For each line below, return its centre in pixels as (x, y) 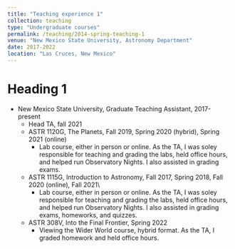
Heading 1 (37, 89)
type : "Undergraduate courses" (54, 27)
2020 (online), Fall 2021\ (64, 184)
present (29, 116)
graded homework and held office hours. (99, 238)
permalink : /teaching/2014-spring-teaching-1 (76, 34)
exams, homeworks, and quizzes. (88, 215)
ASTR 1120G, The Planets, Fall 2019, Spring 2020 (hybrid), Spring (124, 131)
